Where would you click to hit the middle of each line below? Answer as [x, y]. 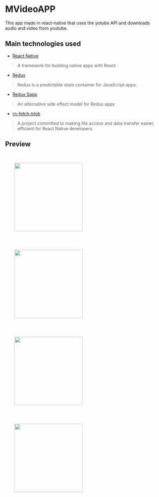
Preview [18, 144]
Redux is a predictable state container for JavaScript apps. [77, 84]
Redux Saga [25, 94]
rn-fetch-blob [26, 113]
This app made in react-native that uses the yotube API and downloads [78, 23]
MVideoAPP [30, 9]
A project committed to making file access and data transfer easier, [86, 123]
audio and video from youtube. [37, 28]
